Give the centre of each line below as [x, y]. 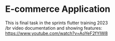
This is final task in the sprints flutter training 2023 [57, 23]
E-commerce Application [58, 9]
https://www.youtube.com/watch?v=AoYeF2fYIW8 [57, 33]
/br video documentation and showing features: [54, 28]
